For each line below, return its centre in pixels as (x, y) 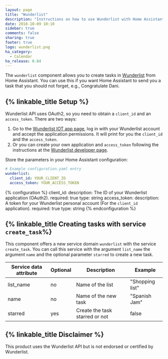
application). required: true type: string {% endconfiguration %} (71, 208)
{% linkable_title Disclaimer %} (54, 334)
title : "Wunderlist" (27, 15)
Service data (27, 267)
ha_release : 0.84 (23, 61)
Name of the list (95, 285)
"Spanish (140, 296)
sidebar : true (20, 29)
